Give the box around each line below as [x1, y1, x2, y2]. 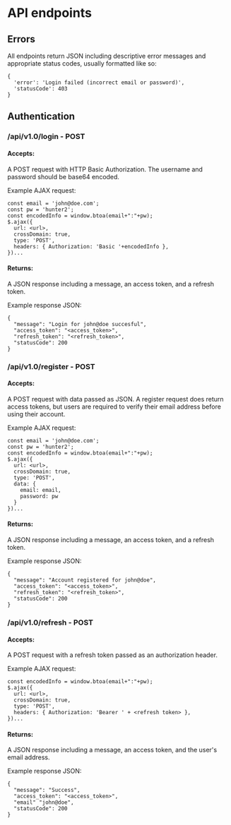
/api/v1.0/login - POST [7, 132, 85, 142]
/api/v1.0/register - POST [7, 361, 95, 371]
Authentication [7, 111, 76, 123]
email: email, [20, 486, 61, 493]
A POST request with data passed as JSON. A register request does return [7, 395, 224, 403]
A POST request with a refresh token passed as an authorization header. [7, 651, 218, 659]
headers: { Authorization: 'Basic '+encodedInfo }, [13, 243, 170, 250]
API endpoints [7, 5, 92, 21]
